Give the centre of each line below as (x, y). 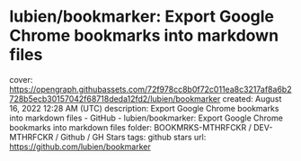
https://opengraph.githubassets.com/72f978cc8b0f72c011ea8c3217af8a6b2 (150, 89)
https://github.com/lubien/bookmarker (80, 147)
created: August (252, 98)
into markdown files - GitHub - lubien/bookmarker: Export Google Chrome (146, 118)
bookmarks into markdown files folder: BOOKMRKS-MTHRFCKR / (130, 127)
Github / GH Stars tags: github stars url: (133, 137)
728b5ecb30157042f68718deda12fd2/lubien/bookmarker (115, 98)
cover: (21, 79)
